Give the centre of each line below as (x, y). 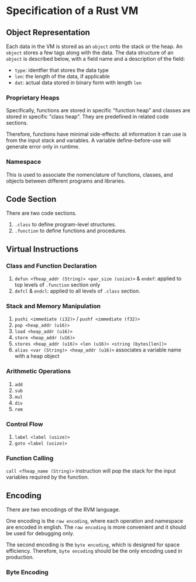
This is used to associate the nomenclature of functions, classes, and (90, 174)
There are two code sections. (42, 213)
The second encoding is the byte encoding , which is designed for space (93, 545)
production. (20, 557)
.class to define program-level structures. (65, 225)
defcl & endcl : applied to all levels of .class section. (77, 291)
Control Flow (25, 424)
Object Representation (48, 32)
